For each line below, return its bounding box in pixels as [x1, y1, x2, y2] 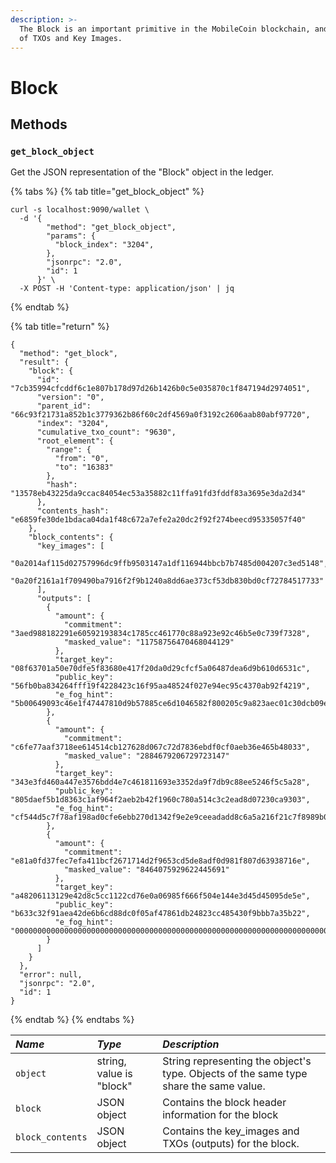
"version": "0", [36, 392, 105, 403]
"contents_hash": [36, 506, 110, 516]
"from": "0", [54, 454, 110, 464]
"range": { [46, 445, 92, 455]
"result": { [19, 357, 70, 368]
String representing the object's [162, 1054, 312, 1068]
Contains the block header [162, 1096, 287, 1110]
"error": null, [19, 970, 83, 980]
